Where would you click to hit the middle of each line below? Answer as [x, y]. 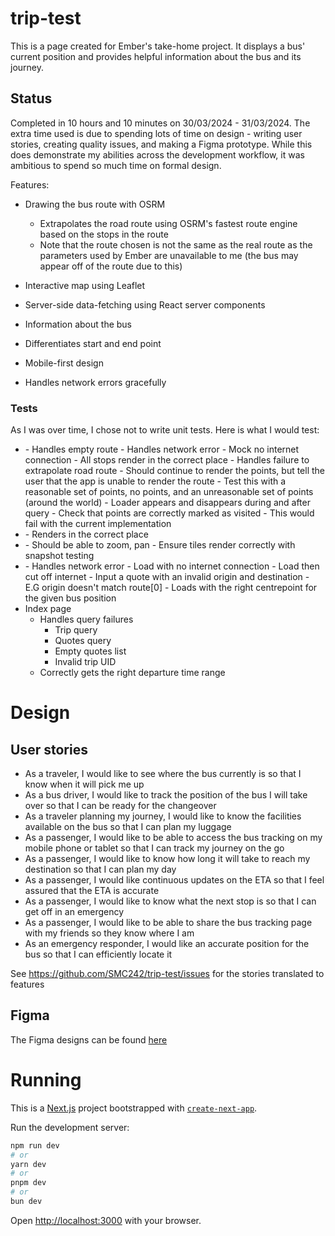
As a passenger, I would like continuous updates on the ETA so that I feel [174, 880]
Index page [48, 609]
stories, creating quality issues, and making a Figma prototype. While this [161, 144]
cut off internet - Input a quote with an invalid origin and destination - [167, 577]
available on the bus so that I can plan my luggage [128, 827]
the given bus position [70, 598]
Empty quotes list [90, 651]
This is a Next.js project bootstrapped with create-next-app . [134, 1108]
